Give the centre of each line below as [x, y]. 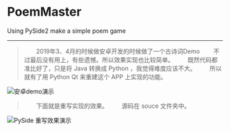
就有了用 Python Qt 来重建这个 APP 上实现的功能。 [95, 76]
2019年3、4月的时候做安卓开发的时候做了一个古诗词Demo [118, 51]
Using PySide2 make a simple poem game [67, 31]
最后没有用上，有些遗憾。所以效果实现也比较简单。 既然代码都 [124, 59]
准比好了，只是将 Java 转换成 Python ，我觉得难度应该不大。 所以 [123, 68]
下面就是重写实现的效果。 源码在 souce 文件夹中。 [113, 106]
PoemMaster [44, 12]
